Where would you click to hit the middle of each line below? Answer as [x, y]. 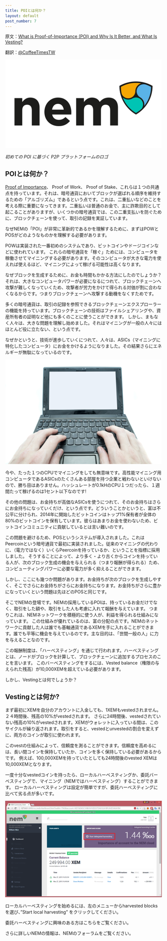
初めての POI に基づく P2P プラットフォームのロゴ [57, 157]
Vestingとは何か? [32, 697]
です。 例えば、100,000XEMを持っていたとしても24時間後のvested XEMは [81, 758]
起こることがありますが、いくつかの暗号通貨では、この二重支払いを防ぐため [83, 212]
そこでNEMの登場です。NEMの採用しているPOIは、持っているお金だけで [79, 602]
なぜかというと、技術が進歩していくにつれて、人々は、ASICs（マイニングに [83, 340]
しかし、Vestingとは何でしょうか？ [41, 680]
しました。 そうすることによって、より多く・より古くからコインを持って [79, 556]
